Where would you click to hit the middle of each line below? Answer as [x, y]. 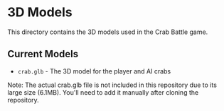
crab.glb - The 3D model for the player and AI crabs [94, 71]
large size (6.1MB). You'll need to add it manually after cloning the [103, 92]
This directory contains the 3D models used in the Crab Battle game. [108, 32]
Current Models [43, 54]
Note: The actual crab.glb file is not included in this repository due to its [112, 85]
